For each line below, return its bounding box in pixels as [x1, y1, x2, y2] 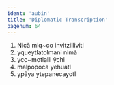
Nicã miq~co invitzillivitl [16, 41, 84, 50]
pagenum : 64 [7, 22, 41, 29]
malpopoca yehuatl [16, 63, 72, 71]
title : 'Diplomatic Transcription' [7, 16, 109, 23]
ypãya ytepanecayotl [16, 70, 76, 78]
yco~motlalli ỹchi [16, 56, 65, 64]
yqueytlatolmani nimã [16, 48, 77, 56]
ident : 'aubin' [7, 10, 51, 17]
